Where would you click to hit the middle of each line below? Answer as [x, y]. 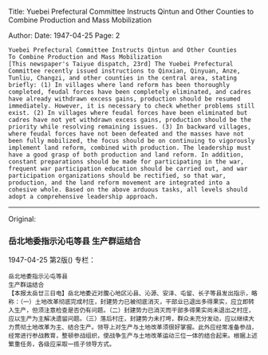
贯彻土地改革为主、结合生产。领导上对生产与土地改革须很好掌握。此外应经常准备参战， [136, 327]
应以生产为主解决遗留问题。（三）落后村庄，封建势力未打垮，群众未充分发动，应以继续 [128, 319]
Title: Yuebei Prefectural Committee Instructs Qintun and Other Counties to [131, 12]
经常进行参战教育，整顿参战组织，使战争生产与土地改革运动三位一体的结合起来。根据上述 [133, 336]
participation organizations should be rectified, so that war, [117, 176]
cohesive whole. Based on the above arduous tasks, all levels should [128, 190]
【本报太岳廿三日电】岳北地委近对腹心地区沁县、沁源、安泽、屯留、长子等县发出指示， [130, 294]
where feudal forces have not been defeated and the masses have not [126, 134]
